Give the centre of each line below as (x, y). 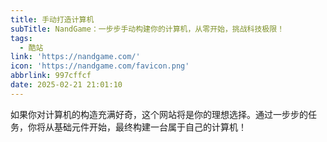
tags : (21, 38)
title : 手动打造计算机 (52, 19)
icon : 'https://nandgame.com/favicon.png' (100, 66)
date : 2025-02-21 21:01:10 (66, 85)
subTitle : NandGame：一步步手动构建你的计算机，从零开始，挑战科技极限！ (147, 29)
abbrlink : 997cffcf (51, 76)
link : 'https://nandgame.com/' (75, 57)
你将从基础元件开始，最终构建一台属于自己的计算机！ (137, 127)
